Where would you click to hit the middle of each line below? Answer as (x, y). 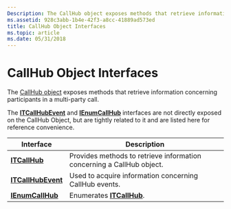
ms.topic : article (33, 33)
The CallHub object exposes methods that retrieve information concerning (112, 92)
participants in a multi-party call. (53, 100)
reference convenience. (41, 127)
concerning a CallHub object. (116, 164)
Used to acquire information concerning (133, 176)
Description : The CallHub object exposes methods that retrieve (101, 13)
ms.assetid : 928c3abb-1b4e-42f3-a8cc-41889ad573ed (81, 20)
